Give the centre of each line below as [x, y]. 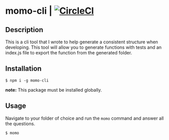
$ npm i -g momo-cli [27, 80]
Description [24, 30]
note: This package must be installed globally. [54, 90]
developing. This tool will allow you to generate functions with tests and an [83, 47]
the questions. [20, 123]
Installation [23, 69]
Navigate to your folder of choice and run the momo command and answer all [84, 118]
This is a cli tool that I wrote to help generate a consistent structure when [82, 42]
